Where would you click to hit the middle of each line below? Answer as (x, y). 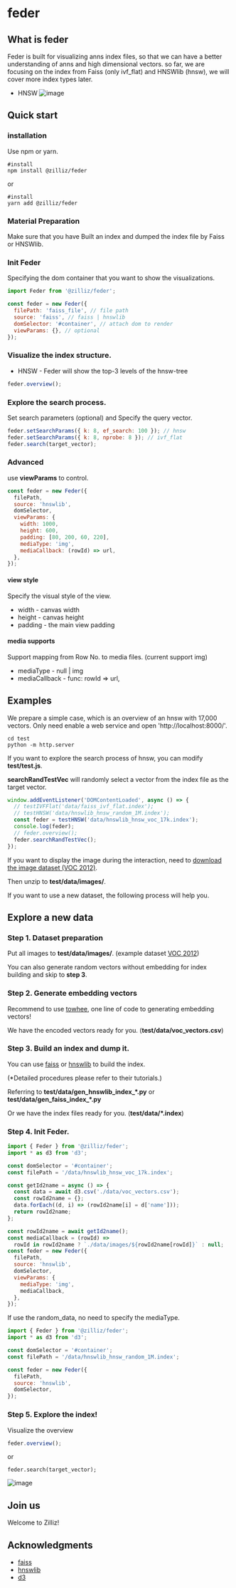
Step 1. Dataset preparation (55, 937)
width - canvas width (49, 609)
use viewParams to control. (48, 478)
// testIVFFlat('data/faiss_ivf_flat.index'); (84, 807)
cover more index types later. (50, 79)
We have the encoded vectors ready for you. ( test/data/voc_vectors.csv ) (116, 1030)
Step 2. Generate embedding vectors (72, 994)
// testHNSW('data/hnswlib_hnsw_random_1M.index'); (92, 813)
